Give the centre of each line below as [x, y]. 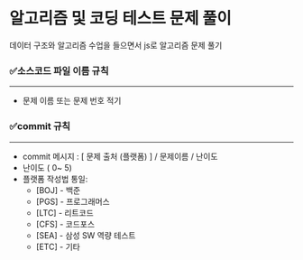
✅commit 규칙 [40, 126]
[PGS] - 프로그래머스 [73, 201]
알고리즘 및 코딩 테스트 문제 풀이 [120, 19]
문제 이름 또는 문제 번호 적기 [72, 101]
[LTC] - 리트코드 [65, 212]
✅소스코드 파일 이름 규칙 [59, 70]
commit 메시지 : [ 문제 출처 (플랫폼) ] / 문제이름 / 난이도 [120, 156]
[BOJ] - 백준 [58, 190]
